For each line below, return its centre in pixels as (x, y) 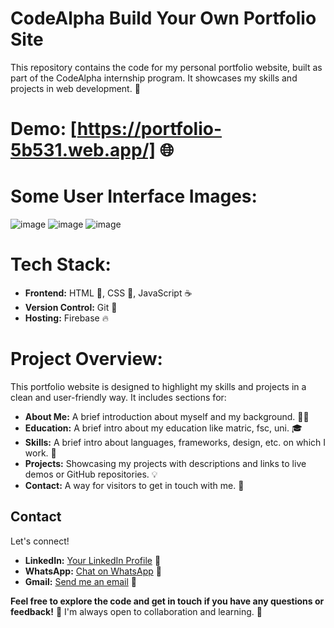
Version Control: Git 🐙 (71, 307)
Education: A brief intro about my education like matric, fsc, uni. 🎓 (163, 428)
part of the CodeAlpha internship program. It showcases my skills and (154, 78)
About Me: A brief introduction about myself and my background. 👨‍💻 (167, 416)
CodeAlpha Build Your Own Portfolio (163, 18)
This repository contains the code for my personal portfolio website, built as (166, 67)
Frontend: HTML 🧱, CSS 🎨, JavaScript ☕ (108, 293)
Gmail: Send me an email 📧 (80, 581)
